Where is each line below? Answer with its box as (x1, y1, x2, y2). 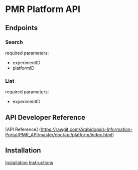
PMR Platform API (5, 4, 80, 15)
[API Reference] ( (5, 126, 41, 132)
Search (5, 39, 24, 46)
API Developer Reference (5, 113, 85, 121)
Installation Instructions (5, 159, 54, 165)
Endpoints (5, 24, 38, 32)
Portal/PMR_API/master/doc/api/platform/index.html (5, 131, 113, 137)
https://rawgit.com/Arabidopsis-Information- (40, 126, 133, 132)
